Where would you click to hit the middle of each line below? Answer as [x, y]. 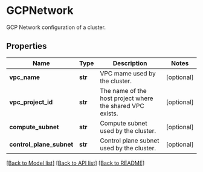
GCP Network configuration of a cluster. [56, 27]
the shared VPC [122, 106]
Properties [27, 46]
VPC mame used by [127, 73]
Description [130, 63]
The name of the [123, 91]
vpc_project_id [31, 102]
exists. [109, 113]
